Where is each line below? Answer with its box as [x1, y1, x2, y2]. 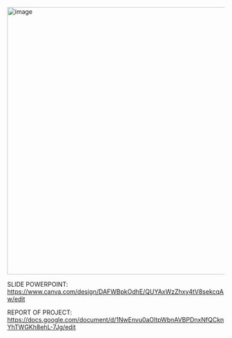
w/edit [7, 295, 26, 303]
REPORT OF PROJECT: [7, 308, 72, 317]
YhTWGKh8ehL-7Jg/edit [7, 323, 76, 331]
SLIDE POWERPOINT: [7, 280, 68, 288]
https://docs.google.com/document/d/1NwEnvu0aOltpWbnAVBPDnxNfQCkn [7, 316, 224, 323]
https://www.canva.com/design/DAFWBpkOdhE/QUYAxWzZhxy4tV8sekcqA [7, 288, 224, 296]
